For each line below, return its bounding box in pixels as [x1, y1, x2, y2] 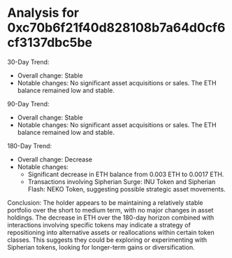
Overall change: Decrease [17, 155, 93, 164]
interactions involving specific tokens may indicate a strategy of [7, 220, 191, 229]
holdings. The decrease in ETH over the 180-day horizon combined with [7, 213, 215, 222]
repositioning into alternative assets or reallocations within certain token [7, 228, 215, 236]
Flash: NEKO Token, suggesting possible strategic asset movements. [27, 185, 226, 193]
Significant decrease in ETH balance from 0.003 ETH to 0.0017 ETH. [27, 170, 224, 178]
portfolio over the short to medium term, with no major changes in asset [7, 206, 214, 214]
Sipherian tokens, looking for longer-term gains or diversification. [7, 243, 195, 251]
